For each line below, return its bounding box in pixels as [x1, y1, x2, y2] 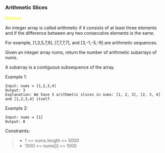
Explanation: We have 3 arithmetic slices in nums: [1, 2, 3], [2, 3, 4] [5, 92, 161, 97]
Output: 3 [5, 88, 26, 93]
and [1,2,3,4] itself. [5, 96, 52, 102]
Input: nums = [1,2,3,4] [5, 83, 56, 88]
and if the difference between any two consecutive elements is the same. [5, 30, 155, 36]
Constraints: [5, 128, 30, 134]
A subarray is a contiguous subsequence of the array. [5, 64, 115, 71]
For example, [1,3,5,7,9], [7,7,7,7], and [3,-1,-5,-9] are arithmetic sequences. [5, 40, 158, 46]
